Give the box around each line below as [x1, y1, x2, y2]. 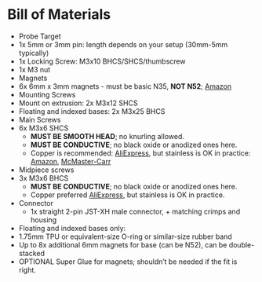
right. [18, 265, 37, 274]
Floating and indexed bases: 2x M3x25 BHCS [18, 106, 166, 115]
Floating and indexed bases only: [18, 223, 126, 233]
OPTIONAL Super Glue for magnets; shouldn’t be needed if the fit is [18, 257, 238, 266]
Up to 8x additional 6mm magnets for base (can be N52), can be [18, 240, 227, 249]
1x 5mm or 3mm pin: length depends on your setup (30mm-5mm [18, 39, 228, 49]
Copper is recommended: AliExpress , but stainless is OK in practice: [30, 148, 251, 158]
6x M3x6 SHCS [18, 123, 69, 133]
